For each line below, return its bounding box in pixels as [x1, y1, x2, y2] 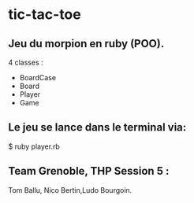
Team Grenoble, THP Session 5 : [8, 164, 170, 178]
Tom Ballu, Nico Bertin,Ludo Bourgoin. [8, 185, 132, 194]
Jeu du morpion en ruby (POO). [8, 37, 165, 50]
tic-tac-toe [8, 6, 81, 24]
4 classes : [8, 57, 43, 67]
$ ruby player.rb [8, 142, 61, 151]
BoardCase [19, 73, 57, 82]
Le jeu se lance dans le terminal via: [8, 120, 187, 135]
